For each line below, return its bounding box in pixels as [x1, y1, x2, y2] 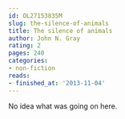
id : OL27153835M [8, 11, 62, 20]
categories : [8, 57, 48, 65]
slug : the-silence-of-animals [8, 19, 110, 27]
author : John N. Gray [8, 34, 81, 43]
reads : [8, 72, 30, 80]
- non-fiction [8, 64, 56, 72]
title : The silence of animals [8, 27, 113, 35]
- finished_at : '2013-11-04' [8, 79, 106, 87]
